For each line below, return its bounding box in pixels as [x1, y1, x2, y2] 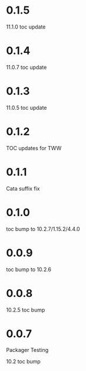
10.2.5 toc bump [6, 306, 45, 313]
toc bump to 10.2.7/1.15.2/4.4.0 [6, 225, 81, 232]
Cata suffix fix [6, 185, 40, 192]
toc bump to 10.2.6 [6, 265, 52, 273]
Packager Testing [6, 347, 49, 354]
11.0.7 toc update [6, 64, 47, 71]
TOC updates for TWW [6, 144, 62, 151]
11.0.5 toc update [6, 104, 47, 111]
